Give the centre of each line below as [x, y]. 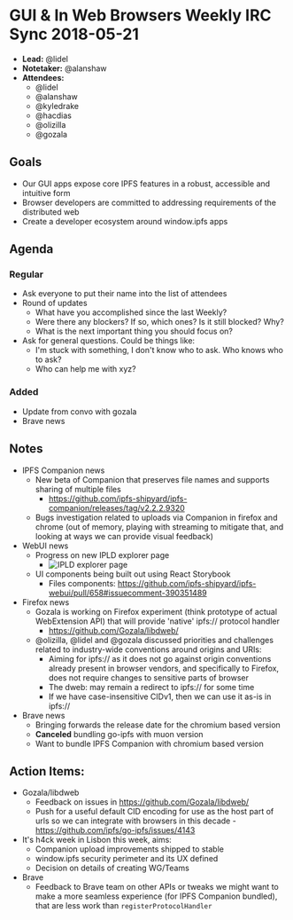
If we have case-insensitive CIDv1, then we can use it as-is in [160, 696]
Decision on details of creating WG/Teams [112, 868]
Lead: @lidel [45, 59]
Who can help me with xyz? [85, 369]
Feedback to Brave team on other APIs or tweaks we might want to [157, 887]
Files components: [82, 583]
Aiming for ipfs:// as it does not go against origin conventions [160, 658]
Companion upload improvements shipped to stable [129, 849]
